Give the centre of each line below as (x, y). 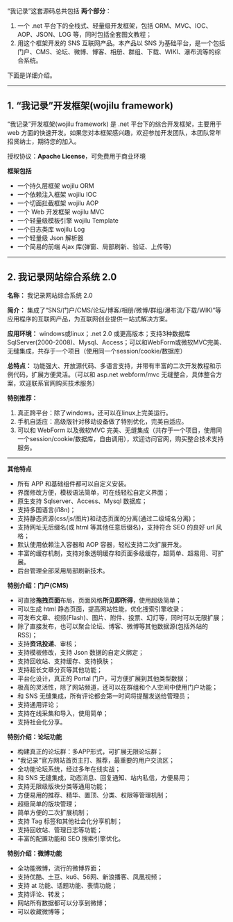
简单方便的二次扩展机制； (54, 812)
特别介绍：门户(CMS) (38, 585)
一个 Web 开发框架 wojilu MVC (61, 212)
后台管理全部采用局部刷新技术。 (63, 571)
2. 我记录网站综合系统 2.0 (62, 277)
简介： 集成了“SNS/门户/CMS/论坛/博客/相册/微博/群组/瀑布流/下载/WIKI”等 (114, 310)
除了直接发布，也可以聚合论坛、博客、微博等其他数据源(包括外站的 (112, 626)
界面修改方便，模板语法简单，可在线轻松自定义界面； (93, 492)
